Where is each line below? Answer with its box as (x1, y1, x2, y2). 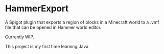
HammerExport (5, 3, 69, 14)
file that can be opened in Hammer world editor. (5, 24, 102, 30)
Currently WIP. (5, 34, 35, 40)
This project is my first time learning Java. (5, 43, 90, 49)
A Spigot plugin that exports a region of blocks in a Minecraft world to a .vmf (5, 19, 160, 25)
